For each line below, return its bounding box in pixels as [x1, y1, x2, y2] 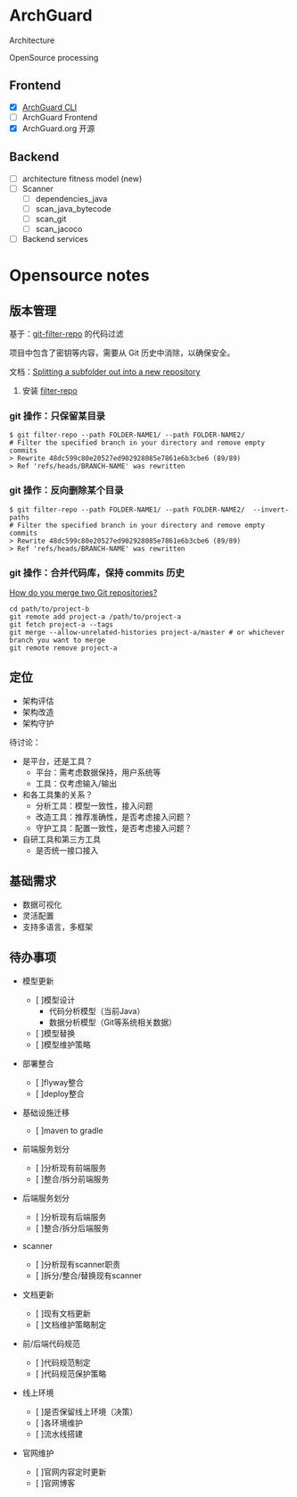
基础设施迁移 [21, 1107, 70, 1118]
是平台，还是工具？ [21, 755, 94, 766]
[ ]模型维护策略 [35, 1039, 91, 1050]
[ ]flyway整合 [35, 1077, 85, 1087]
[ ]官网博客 [35, 1477, 76, 1488]
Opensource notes [9, 265, 150, 286]
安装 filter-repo [21, 386, 78, 396]
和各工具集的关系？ [21, 789, 94, 800]
